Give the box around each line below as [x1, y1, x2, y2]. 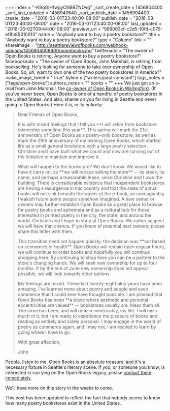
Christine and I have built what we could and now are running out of [17, 149, 160, 154]
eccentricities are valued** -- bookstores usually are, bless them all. [17, 302, 161, 308]
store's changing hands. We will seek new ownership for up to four [17, 260, 158, 266]
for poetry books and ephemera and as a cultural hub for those [17, 207, 150, 213]
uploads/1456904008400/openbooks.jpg [5, 48, 92, 53]
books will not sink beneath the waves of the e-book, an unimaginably [17, 191, 164, 196]
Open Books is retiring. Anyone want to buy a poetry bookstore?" [5, 53, 142, 59]
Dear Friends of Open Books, [17, 111, 79, 118]
